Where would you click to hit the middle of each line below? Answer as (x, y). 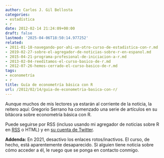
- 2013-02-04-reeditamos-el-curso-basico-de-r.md (58, 61)
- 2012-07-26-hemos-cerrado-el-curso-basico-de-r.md (61, 66)
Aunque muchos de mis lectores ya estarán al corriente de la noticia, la (78, 104)
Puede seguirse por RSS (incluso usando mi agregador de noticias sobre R (82, 124)
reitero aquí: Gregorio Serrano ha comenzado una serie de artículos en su (81, 109)
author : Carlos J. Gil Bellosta (39, 10)
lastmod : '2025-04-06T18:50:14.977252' (47, 38)
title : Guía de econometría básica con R (49, 85)
